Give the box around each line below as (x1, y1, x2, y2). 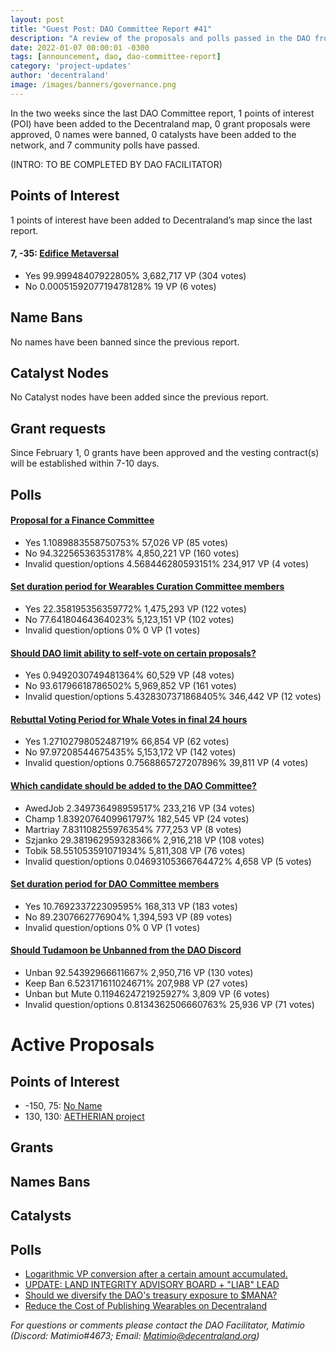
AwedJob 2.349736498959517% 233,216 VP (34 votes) (24, 802, 256, 814)
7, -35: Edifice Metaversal (10, 247, 120, 260)
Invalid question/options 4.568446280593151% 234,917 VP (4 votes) (24, 557, 310, 570)
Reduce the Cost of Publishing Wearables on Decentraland (24, 1300, 268, 1311)
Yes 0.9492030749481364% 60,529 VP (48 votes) (24, 669, 235, 681)
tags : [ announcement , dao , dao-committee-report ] (10, 52, 222, 62)
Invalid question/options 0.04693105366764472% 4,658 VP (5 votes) (24, 855, 312, 867)
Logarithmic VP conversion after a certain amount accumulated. (24, 1268, 288, 1280)
